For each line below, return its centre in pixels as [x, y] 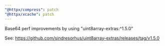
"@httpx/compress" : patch [31, 10]
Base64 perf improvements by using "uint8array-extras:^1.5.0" [69, 28]
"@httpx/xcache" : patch [29, 14]
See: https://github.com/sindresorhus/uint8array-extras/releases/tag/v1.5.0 [82, 38]
